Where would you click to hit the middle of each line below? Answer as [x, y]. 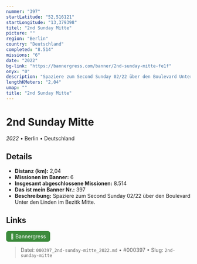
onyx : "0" [18, 71]
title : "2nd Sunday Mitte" [39, 93]
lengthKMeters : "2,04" [34, 83]
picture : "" [21, 33]
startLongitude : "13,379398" [42, 22]
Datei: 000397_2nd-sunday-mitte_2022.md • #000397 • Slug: [92, 250]
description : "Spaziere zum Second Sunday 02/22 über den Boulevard [91, 77]
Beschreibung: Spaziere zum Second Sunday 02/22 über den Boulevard [102, 196]
